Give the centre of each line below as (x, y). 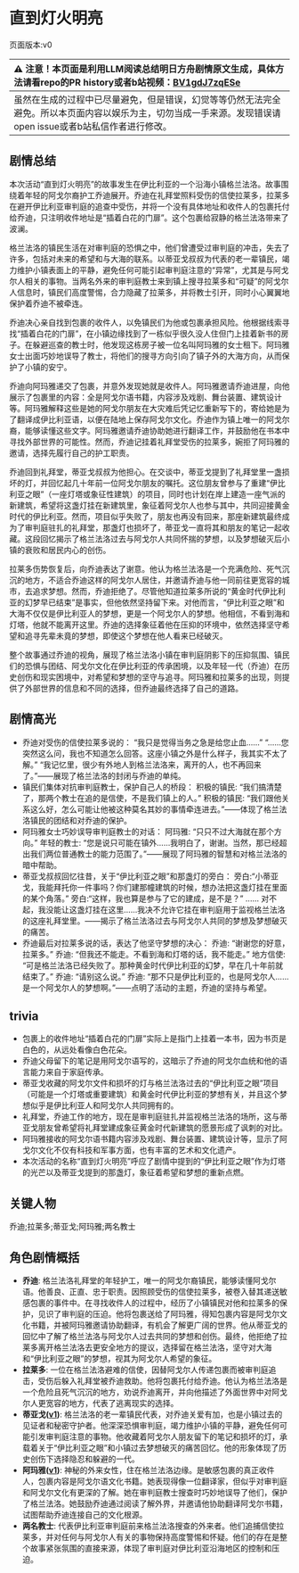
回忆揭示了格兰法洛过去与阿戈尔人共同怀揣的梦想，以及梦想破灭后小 (165, 538)
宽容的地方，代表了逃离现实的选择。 (112, 1403)
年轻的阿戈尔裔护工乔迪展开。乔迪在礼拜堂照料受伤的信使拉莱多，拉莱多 (157, 195)
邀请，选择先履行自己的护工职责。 (72, 452)
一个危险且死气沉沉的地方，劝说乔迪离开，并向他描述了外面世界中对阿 (151, 1392)
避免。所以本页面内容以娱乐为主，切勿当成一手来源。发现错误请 (148, 112)
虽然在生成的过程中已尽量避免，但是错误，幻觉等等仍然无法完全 (148, 99)
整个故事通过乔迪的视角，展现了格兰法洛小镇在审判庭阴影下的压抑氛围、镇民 (149, 654)
